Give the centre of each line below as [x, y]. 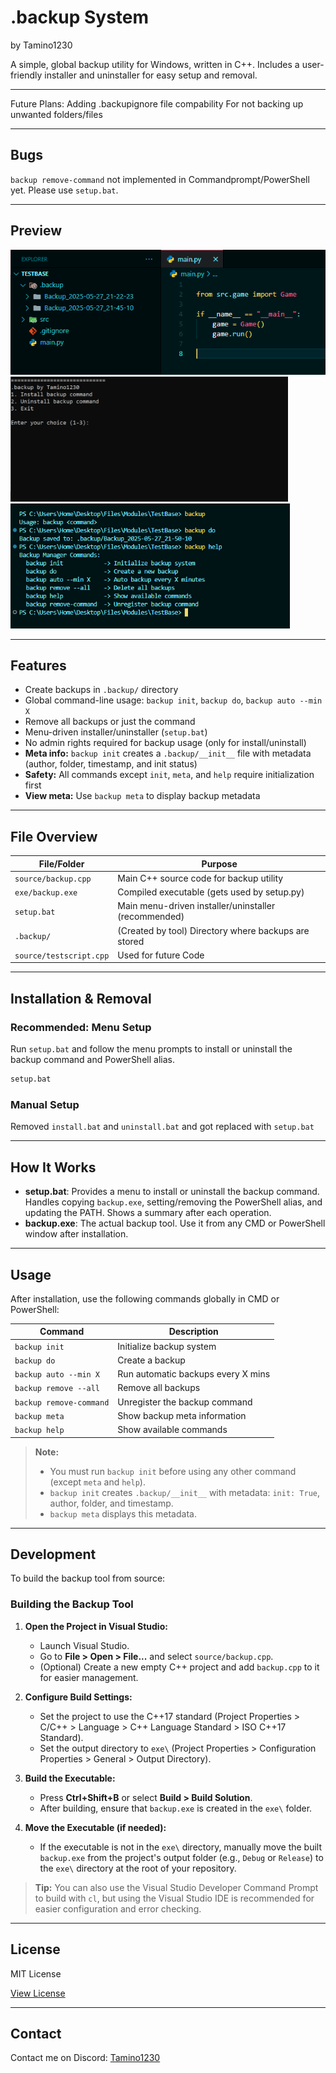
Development [53, 1554]
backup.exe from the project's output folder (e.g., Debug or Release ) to [181, 1857]
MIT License [36, 1973]
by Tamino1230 [41, 45]
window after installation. [76, 1234]
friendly [26, 75]
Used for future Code [161, 955]
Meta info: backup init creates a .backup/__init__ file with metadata [168, 753]
